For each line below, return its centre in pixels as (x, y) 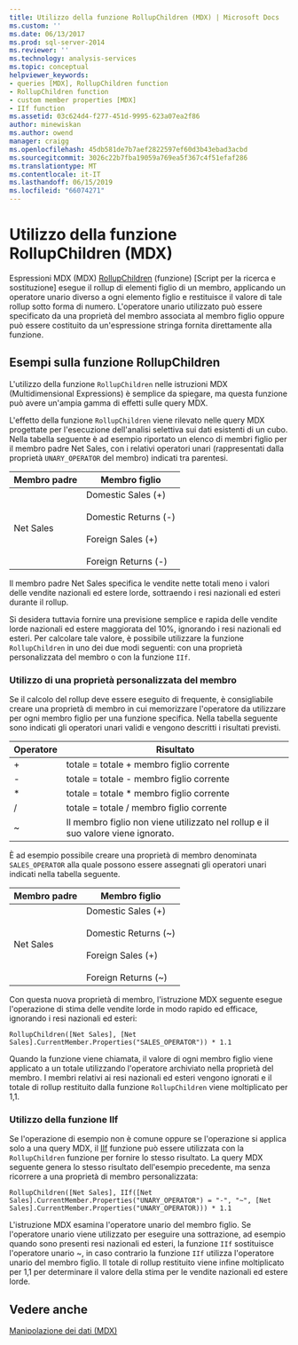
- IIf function (37, 108)
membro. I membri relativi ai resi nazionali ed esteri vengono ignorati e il (141, 1078)
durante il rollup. (39, 602)
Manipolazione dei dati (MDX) (63, 1331)
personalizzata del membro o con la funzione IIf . (100, 657)
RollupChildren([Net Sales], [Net (73, 1035)
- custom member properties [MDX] (73, 100)
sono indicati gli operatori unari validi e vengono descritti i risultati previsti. (145, 728)
